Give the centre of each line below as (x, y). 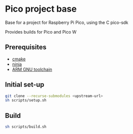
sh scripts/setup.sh (26, 100)
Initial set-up (25, 85)
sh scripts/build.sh (26, 127)
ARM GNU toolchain (32, 69)
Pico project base (41, 9)
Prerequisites (26, 47)
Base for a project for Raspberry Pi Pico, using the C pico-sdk (67, 22)
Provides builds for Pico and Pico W (41, 32)
